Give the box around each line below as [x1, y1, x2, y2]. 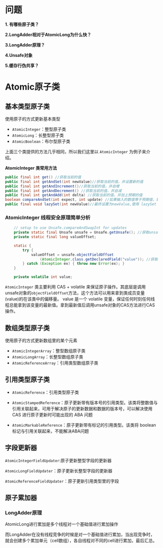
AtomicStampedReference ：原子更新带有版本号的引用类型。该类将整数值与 [12, 400, 158, 405]
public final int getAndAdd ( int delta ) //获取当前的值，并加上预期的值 [5, 193, 143, 198]
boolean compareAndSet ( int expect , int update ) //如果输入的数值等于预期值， [5, 197, 157, 202]
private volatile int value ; [14, 274, 73, 279]
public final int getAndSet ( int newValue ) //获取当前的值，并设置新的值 [5, 179, 144, 184]
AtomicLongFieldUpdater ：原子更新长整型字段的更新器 [5, 467, 113, 473]
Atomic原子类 [5, 81, 60, 93]
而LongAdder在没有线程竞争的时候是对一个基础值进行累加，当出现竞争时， [5, 532, 155, 537]
